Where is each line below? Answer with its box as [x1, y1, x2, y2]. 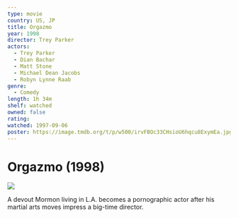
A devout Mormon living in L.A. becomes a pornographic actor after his [7, 195, 215, 204]
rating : [7, 115, 30, 122]
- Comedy [13, 89, 40, 96]
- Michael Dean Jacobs [13, 69, 81, 76]
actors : [7, 43, 30, 50]
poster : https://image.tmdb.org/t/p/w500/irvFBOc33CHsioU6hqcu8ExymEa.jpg [7, 128, 233, 135]
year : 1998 [7, 30, 40, 37]
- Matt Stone [13, 63, 52, 70]
